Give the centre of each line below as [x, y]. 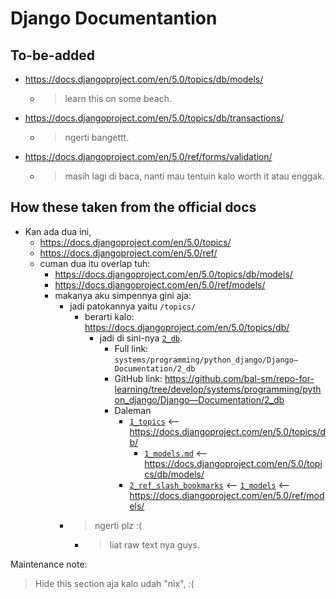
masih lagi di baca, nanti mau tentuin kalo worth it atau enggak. [194, 176]
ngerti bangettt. [97, 137]
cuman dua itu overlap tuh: [95, 263]
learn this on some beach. [118, 98]
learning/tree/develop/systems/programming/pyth [218, 389]
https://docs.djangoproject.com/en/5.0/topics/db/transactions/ [154, 118]
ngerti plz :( [118, 525]
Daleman [133, 410]
